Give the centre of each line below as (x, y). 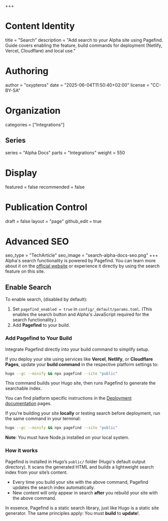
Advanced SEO (37, 241)
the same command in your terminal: (43, 419)
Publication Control (46, 207)
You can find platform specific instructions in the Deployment (68, 398)
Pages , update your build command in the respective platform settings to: (82, 364)
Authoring (27, 71)
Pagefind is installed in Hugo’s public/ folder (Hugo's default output (75, 462)
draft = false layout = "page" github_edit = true (53, 221)
